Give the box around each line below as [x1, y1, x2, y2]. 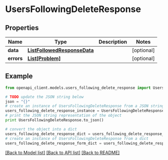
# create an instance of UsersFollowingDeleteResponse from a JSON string [5, 104, 164, 109]
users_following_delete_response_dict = [5, 131, 91, 136]
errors [7, 55, 23, 62]
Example [5, 72, 33, 81]
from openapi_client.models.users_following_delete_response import [5, 85, 151, 90]
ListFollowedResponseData [27, 47, 94, 54]
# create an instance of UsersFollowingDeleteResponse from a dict [5, 136, 149, 141]
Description [98, 39, 127, 45]
